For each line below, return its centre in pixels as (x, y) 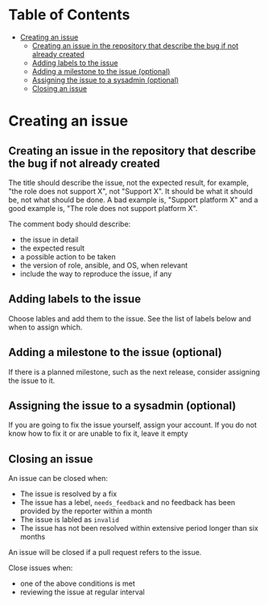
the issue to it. (32, 380)
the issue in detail (49, 239)
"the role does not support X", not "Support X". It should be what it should (131, 191)
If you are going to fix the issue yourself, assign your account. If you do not (133, 425)
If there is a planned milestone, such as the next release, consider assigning (134, 371)
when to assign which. (45, 327)
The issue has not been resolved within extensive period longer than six (139, 528)
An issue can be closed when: (58, 479)
